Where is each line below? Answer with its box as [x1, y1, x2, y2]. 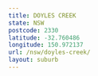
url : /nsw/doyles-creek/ [8, 48, 91, 56]
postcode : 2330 [8, 26, 59, 34]
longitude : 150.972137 [8, 41, 84, 49]
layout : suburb [8, 56, 59, 64]
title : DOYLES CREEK [8, 11, 77, 20]
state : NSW [8, 19, 45, 27]
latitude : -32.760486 [8, 33, 80, 42]
